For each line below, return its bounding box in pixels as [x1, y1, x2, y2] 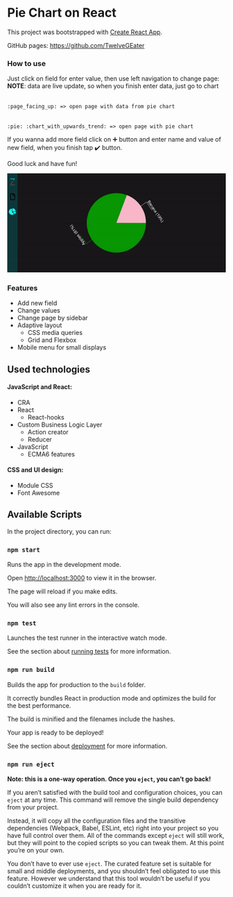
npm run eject [7, 760, 55, 768]
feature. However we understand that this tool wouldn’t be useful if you [7, 874, 210, 882]
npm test [7, 619, 37, 627]
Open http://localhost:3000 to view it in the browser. [7, 574, 157, 582]
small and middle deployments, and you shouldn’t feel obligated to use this [7, 866, 221, 875]
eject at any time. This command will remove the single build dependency [7, 796, 219, 804]
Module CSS [17, 481, 53, 489]
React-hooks [27, 413, 64, 421]
